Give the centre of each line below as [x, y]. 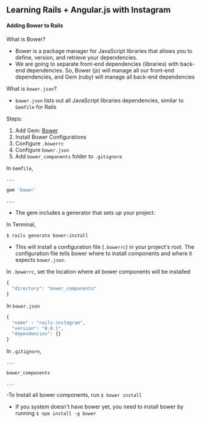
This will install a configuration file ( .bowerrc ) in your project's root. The [105, 247]
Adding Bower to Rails [35, 25]
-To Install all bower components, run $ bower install [74, 395]
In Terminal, [21, 225]
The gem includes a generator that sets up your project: [85, 213]
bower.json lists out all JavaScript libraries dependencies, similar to [99, 100]
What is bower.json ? [31, 88]
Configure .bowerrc [39, 143]
